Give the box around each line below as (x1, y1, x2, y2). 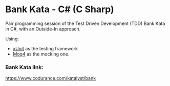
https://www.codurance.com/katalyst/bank (5, 75, 96, 81)
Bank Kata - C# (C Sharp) (5, 4, 114, 15)
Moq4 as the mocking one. (12, 51, 70, 57)
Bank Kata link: (5, 64, 44, 71)
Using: (5, 36, 19, 42)
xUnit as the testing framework (12, 45, 78, 51)
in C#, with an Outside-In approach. (5, 25, 81, 32)
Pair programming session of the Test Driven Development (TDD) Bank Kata (5, 20, 165, 26)
